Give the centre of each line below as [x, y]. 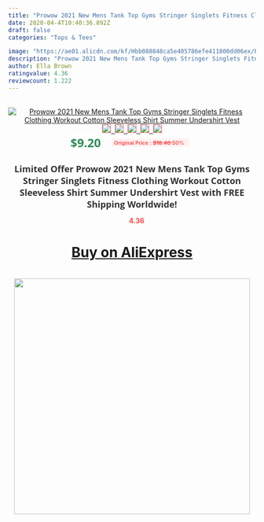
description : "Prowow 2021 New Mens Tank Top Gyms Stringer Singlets [125, 59]
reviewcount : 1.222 [40, 81]
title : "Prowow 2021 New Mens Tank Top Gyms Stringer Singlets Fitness [128, 15]
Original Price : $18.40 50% [149, 142]
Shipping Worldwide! [132, 204]
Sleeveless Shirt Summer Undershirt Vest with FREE [132, 192]
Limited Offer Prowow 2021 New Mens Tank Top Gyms [132, 169]
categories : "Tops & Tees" [52, 37]
